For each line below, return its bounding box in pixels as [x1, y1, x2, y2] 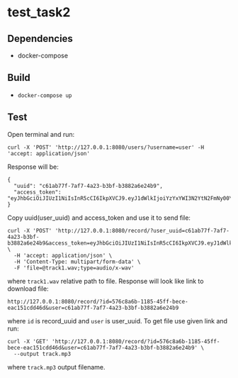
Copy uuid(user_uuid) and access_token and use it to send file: [7, 213, 191, 222]
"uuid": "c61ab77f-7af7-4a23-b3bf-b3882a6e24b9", [13, 182, 163, 189]
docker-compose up [17, 91, 72, 99]
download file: [7, 284, 49, 293]
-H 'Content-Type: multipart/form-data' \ [13, 258, 141, 265]
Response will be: [7, 162, 59, 171]
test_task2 [7, 4, 71, 21]
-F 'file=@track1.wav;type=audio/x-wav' [13, 264, 135, 272]
